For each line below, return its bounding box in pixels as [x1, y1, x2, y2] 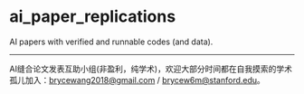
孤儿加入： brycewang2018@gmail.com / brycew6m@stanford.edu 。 [9, 74, 265, 85]
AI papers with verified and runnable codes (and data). [9, 36, 214, 47]
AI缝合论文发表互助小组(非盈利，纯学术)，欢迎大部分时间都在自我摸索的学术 [9, 63, 292, 74]
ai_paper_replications [9, 6, 176, 27]
